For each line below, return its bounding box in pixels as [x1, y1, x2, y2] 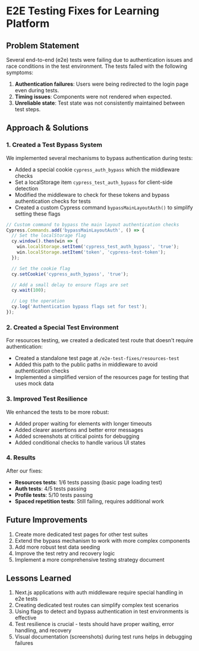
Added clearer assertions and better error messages [14, 426, 144, 433]
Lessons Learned [6, 573, 71, 584]
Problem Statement [6, 40, 80, 51]
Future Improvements [6, 515, 88, 525]
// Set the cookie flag [11, 265, 70, 271]
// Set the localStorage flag [11, 233, 86, 239]
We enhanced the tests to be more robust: [6, 408, 109, 415]
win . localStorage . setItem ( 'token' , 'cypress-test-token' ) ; [17, 249, 166, 255]
